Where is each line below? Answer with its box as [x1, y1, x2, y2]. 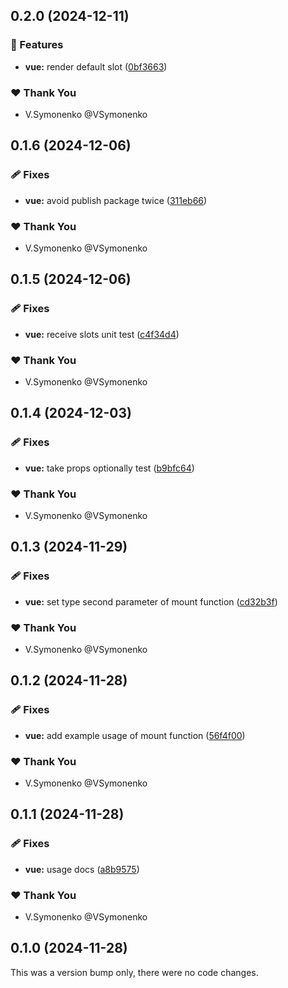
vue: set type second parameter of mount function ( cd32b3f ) [24, 595, 278, 608]
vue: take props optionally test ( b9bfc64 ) [24, 462, 195, 474]
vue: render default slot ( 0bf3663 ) [24, 60, 168, 73]
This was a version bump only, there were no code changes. [10, 966, 259, 978]
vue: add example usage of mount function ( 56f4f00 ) [24, 729, 246, 741]
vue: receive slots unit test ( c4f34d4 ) [24, 328, 180, 340]
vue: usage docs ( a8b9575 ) [24, 863, 140, 875]
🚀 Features [10, 38, 64, 52]
